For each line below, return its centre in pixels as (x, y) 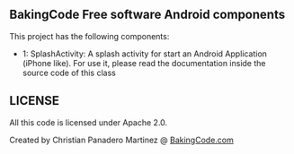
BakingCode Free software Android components (147, 15)
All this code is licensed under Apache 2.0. (89, 122)
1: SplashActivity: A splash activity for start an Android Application (145, 54)
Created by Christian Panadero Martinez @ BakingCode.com (121, 140)
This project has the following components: (89, 36)
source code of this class (69, 73)
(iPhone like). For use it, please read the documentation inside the (144, 63)
